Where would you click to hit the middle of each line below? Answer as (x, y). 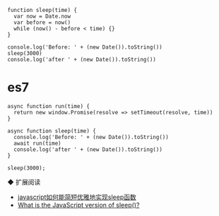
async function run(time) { (49, 106)
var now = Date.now (42, 16)
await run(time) (37, 143)
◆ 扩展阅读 (24, 182)
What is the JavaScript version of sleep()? (78, 205)
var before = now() (42, 23)
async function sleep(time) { (52, 131)
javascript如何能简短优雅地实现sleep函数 (77, 197)
